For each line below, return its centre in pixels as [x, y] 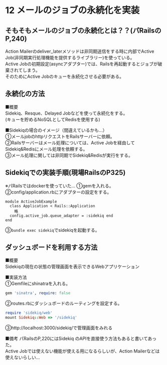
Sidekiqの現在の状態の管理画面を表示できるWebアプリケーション [72, 266]
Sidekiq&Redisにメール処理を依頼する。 [46, 149]
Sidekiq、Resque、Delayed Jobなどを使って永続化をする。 [66, 113]
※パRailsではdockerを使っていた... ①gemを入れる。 [59, 186]
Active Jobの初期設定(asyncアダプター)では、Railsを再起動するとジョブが [81, 64]
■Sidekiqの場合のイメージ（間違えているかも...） [56, 130]
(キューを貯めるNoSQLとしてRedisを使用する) [53, 119]
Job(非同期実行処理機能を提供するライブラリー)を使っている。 [70, 58]
